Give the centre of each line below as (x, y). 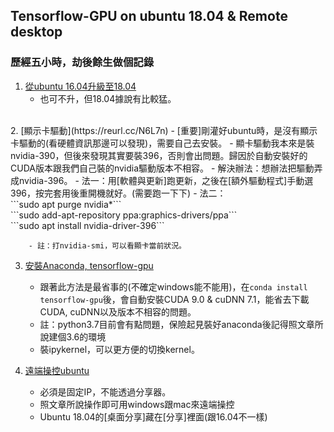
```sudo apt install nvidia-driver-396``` (87, 225)
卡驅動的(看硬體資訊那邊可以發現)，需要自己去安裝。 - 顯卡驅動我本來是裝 (162, 143)
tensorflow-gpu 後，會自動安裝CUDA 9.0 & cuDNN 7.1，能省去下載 (174, 299)
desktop (36, 32)
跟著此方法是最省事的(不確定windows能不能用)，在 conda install (173, 286)
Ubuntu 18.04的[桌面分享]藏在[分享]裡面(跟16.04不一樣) (153, 416)
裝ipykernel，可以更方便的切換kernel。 (119, 349)
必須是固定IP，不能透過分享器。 (105, 391)
